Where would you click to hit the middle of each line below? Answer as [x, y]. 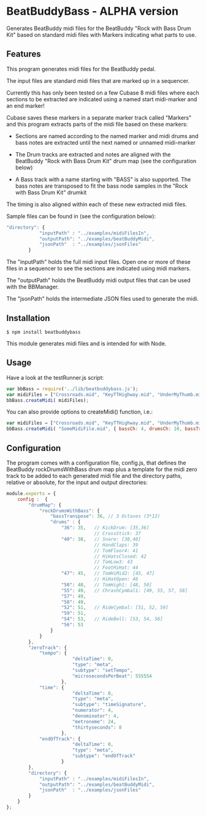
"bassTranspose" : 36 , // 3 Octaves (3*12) [105, 517]
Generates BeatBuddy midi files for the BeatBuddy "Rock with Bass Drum [99, 28]
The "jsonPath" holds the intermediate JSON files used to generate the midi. [103, 299]
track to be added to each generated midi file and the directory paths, [94, 475]
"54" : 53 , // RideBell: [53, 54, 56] [112, 619]
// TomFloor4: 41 [116, 550]
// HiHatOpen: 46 [116, 579]
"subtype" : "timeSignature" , [109, 705]
